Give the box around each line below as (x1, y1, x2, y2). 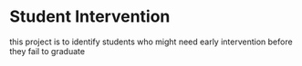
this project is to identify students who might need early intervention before (9, 36, 294, 47)
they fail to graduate (9, 45, 85, 56)
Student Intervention (9, 6, 171, 27)
